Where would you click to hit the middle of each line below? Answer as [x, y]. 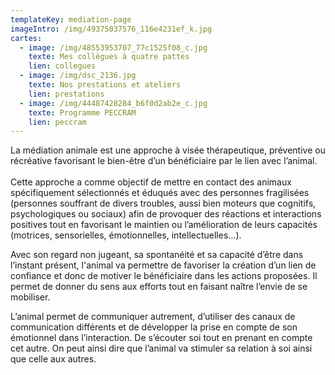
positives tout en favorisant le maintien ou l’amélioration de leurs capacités [164, 225]
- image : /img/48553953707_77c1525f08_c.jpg [113, 47]
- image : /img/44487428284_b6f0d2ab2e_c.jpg [113, 103]
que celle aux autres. [53, 359]
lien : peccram [57, 122]
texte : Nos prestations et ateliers [105, 85]
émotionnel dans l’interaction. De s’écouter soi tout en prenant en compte [161, 338]
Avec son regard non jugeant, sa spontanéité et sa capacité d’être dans [157, 255]
